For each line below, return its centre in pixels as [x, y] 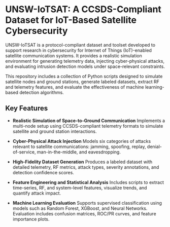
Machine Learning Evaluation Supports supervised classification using [87, 203]
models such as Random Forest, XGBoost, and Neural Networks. [80, 208]
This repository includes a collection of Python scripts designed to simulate [84, 76]
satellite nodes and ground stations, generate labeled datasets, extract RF [82, 82]
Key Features [27, 108]
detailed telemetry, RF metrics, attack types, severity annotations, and [86, 167]
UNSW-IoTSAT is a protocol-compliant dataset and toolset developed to [80, 45]
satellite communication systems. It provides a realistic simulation [74, 55]
